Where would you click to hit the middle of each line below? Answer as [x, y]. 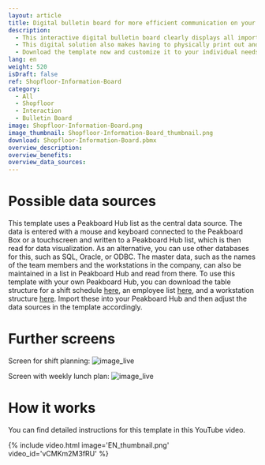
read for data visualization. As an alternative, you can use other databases [129, 249]
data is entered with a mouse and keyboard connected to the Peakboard [125, 232]
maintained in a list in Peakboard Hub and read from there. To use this [121, 274]
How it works [52, 408]
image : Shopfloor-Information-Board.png [76, 126]
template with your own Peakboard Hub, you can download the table [119, 282]
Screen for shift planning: [49, 361]
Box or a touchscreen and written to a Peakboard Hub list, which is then [125, 240]
